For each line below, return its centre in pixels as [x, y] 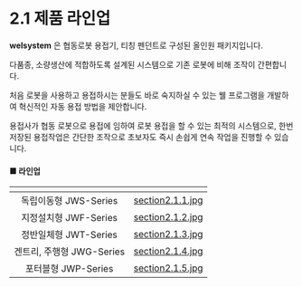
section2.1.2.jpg [168, 217]
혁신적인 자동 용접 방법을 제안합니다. [83, 106]
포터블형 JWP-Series [70, 269]
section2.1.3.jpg [168, 234]
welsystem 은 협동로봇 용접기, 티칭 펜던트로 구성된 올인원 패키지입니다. [137, 45]
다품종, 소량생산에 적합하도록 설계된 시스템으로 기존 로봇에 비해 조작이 [132, 64]
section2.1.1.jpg [168, 200]
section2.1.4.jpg [168, 252]
